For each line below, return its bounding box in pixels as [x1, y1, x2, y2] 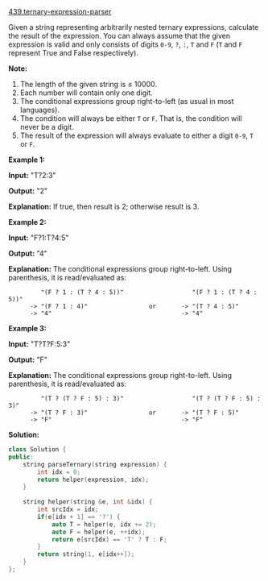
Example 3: [8, 324, 47, 333]
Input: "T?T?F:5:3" [8, 339, 71, 349]
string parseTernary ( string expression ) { [23, 460, 167, 468]
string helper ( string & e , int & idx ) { [23, 498, 153, 506]
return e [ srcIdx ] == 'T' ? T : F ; [51, 535, 167, 543]
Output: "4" [8, 249, 48, 258]
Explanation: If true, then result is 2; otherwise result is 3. [8, 201, 200, 211]
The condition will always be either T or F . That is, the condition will [19, 114, 243, 123]
